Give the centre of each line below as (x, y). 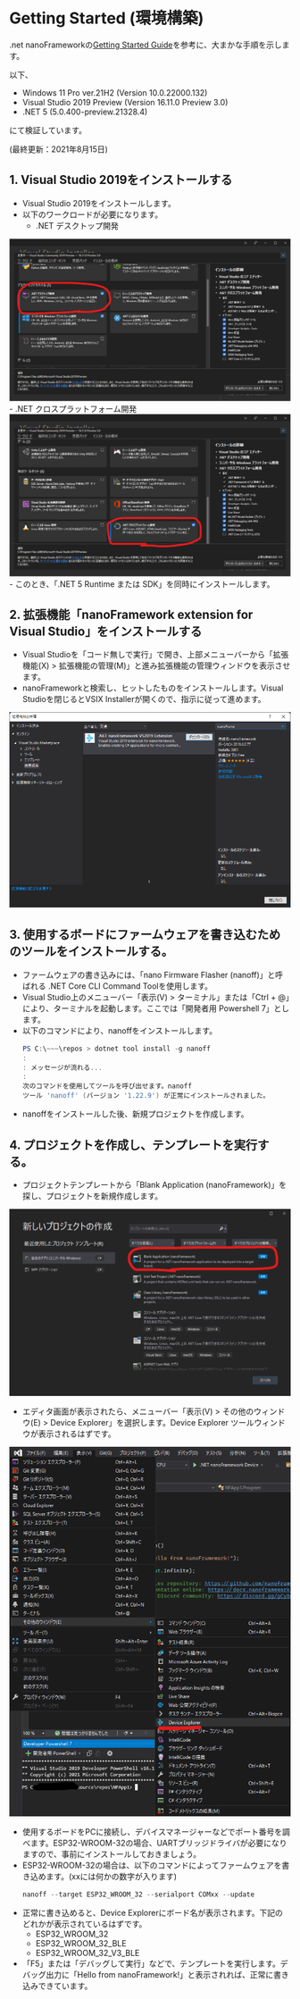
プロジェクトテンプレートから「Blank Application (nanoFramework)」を (154, 1184)
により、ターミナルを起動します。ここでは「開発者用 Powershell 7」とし (156, 1008)
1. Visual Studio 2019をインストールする (121, 180)
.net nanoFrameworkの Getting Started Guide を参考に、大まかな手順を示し (146, 45)
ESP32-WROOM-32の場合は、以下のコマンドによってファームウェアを (152, 1865)
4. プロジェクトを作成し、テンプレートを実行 (133, 1145)
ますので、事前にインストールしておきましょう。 (112, 1853)
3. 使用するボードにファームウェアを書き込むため (145, 935)
